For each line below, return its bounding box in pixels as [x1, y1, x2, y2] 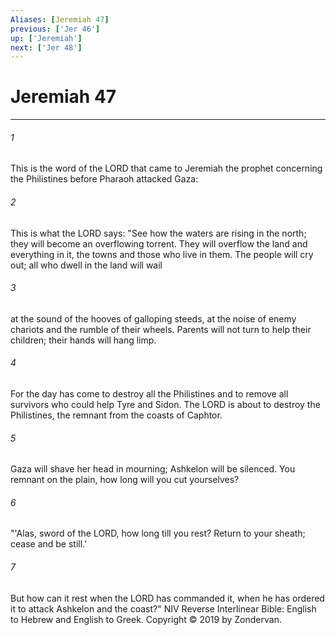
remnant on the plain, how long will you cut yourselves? [10, 474, 240, 486]
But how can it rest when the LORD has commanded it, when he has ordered [10, 592, 325, 604]
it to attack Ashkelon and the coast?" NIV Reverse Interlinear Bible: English [10, 602, 317, 615]
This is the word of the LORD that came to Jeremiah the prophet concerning [10, 162, 323, 175]
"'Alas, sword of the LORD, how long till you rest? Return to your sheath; [10, 527, 306, 540]
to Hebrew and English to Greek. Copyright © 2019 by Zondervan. [10, 613, 282, 625]
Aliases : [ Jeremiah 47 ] [10, 14, 110, 25]
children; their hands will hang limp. [10, 334, 157, 346]
